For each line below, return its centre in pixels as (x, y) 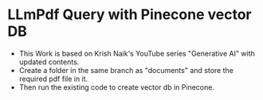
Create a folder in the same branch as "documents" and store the (126, 70)
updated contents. (49, 62)
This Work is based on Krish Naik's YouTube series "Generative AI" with (137, 53)
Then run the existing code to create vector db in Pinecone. (116, 87)
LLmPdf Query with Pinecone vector (130, 15)
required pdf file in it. (53, 79)
